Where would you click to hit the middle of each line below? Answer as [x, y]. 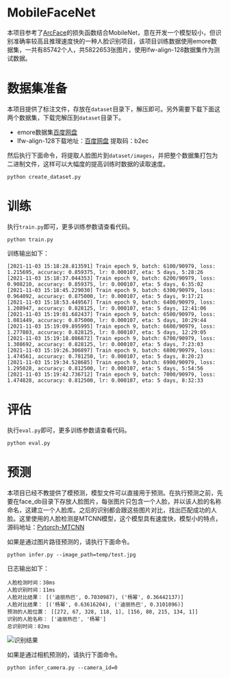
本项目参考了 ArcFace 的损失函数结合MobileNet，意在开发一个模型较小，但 [111, 32]
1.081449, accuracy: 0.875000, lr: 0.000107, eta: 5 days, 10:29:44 [107, 320]
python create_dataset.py [44, 177]
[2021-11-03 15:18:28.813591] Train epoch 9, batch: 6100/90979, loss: [111, 266]
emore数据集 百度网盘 [47, 132]
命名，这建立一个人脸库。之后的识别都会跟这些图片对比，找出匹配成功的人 [112, 510]
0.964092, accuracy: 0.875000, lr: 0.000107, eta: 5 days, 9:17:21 [105, 296]
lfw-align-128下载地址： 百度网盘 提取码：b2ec [83, 140]
